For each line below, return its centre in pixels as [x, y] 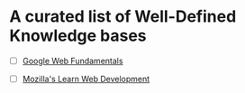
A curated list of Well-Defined [123, 17]
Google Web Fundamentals [73, 60]
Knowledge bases [78, 36]
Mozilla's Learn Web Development [86, 79]
